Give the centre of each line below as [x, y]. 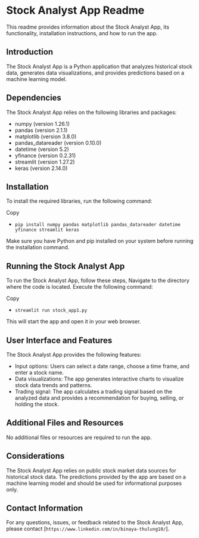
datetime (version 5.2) [42, 149]
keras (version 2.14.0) [41, 168]
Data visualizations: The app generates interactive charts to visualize [99, 379]
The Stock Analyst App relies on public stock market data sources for [91, 470]
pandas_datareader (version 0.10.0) [58, 143]
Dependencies [34, 98]
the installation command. [38, 248]
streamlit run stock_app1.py [51, 311]
